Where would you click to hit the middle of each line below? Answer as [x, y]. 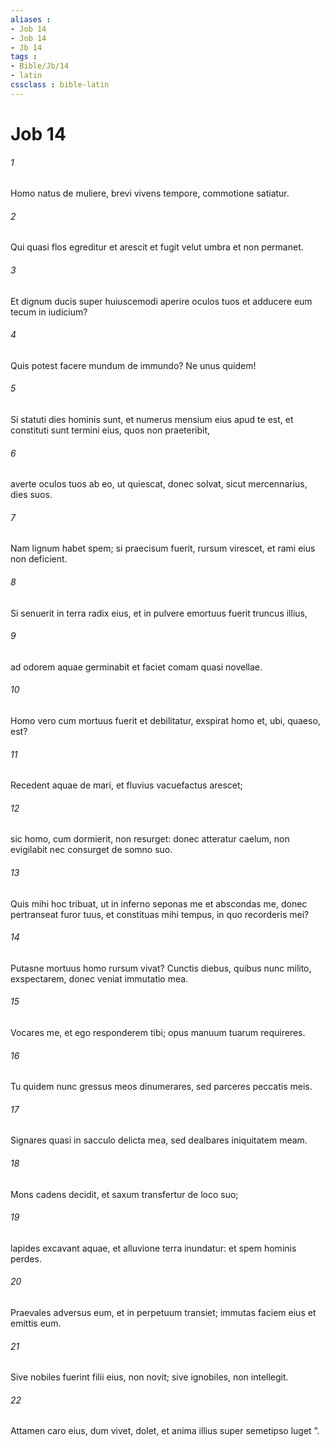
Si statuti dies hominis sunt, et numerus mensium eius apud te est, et [152, 419]
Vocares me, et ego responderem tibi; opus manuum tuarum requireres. [158, 1032]
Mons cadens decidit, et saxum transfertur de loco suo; [124, 1194]
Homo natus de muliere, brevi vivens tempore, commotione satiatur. [150, 193]
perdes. [26, 1258]
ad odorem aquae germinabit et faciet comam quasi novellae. [136, 667]
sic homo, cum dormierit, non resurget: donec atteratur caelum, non [150, 839]
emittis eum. [36, 1323]
